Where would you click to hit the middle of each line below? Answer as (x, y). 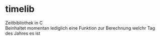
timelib (20, 9)
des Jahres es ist (23, 33)
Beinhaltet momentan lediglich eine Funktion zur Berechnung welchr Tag (80, 28)
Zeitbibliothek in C (24, 23)
